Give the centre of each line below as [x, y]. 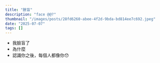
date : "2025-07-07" [25, 24]
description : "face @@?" [31, 14]
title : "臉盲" [19, 10]
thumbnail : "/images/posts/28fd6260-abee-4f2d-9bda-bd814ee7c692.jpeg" [80, 19]
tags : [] [14, 28]
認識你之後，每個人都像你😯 [40, 56]
